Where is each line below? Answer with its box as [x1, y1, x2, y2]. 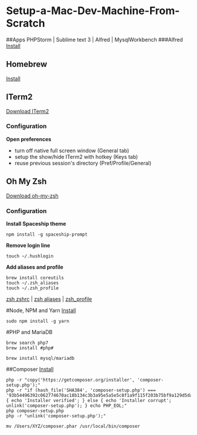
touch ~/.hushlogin [6, 253, 54, 259]
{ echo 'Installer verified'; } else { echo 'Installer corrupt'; [6, 397, 172, 403]
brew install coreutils [6, 275, 64, 280]
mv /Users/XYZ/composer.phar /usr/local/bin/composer [6, 423, 141, 429]
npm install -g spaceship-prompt [6, 231, 88, 237]
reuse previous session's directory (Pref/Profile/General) [14, 159, 152, 166]
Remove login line [6, 242, 50, 249]
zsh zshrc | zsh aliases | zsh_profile [6, 295, 93, 302]
